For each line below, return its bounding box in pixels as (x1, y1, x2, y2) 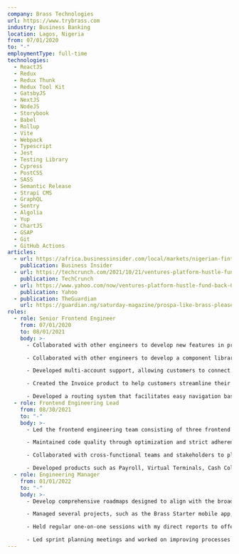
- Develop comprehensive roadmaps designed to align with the (26, 498, 215, 505)
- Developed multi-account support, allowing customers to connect (26, 367, 231, 375)
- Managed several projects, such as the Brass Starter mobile (26, 511, 218, 518)
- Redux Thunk (14, 76, 55, 84)
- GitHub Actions (14, 242, 65, 249)
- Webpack (14, 136, 43, 143)
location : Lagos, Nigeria (7, 30, 84, 38)
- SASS (14, 176, 33, 183)
